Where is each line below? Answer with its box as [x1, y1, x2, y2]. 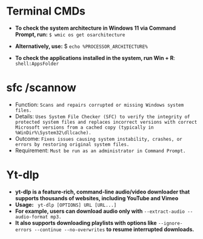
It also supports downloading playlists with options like [15, 219, 157, 226]
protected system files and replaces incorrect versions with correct [15, 119, 198, 125]
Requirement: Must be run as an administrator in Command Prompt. [15, 147, 186, 154]
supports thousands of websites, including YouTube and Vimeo [15, 194, 179, 201]
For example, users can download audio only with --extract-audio [15, 207, 185, 215]
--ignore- [158, 220, 183, 226]
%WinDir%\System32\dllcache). [15, 129, 92, 136]
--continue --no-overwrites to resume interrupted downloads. [34, 226, 195, 233]
